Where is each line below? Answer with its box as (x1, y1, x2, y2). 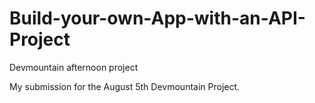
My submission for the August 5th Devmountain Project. (9, 80, 241, 92)
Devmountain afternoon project (9, 61, 139, 73)
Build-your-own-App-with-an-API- (9, 7, 306, 30)
